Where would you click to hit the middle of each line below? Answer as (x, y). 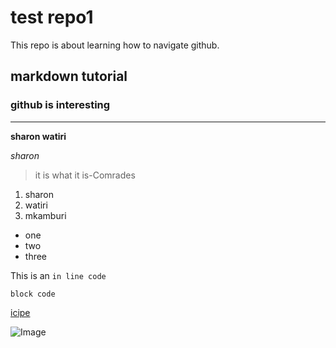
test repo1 (52, 17)
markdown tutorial (69, 76)
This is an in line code (58, 275)
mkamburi (45, 215)
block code (33, 294)
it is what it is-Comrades (85, 175)
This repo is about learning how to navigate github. (115, 45)
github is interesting (60, 105)
